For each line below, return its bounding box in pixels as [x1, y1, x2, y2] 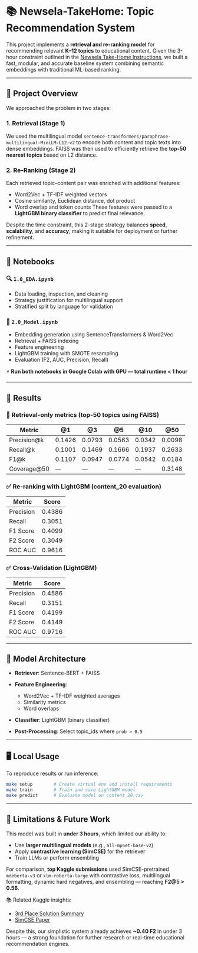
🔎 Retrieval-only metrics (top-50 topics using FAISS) [6, 410, 159, 419]
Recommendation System [6, 21, 136, 35]
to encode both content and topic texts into [76, 139, 181, 146]
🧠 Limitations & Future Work [6, 814, 110, 825]
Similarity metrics [23, 699, 66, 706]
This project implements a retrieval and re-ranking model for [6, 41, 155, 48]
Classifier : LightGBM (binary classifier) [14, 717, 110, 724]
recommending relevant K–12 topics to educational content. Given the [6, 47, 176, 54]
